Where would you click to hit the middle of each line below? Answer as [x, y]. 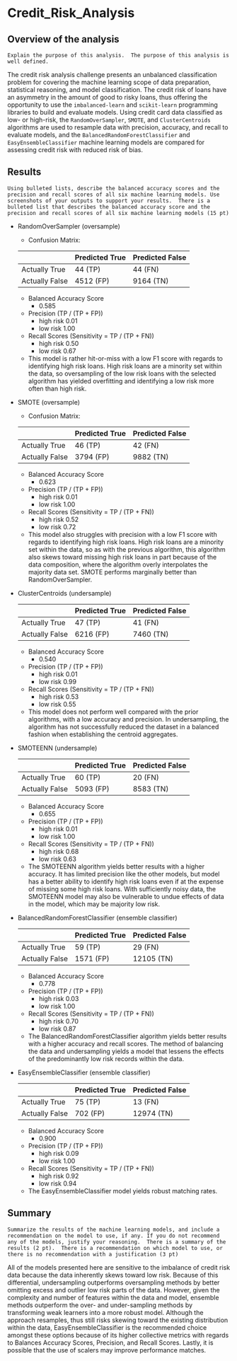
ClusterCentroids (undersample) [64, 593]
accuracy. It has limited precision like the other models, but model [124, 874]
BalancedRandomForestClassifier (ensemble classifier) [98, 917]
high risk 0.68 [59, 851]
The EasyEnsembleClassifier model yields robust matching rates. [123, 1191]
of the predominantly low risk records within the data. [106, 1058]
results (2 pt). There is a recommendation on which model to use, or [115, 1248]
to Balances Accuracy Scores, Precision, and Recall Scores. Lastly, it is [110, 1343]
